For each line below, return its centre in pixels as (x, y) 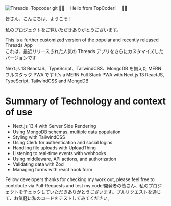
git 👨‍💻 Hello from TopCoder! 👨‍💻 (90, 8)
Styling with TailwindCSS (39, 137)
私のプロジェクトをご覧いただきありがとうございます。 (63, 30)
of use (19, 112)
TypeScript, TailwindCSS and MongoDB (47, 81)
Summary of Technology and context (86, 101)
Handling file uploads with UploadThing (54, 148)
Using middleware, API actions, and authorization (64, 159)
